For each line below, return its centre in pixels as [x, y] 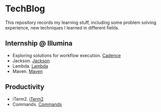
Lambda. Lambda [30, 66]
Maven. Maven [28, 71]
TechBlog [25, 9]
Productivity [25, 87]
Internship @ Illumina [39, 44]
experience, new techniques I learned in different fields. [62, 27]
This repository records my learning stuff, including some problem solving [81, 22]
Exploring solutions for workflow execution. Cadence [66, 55]
